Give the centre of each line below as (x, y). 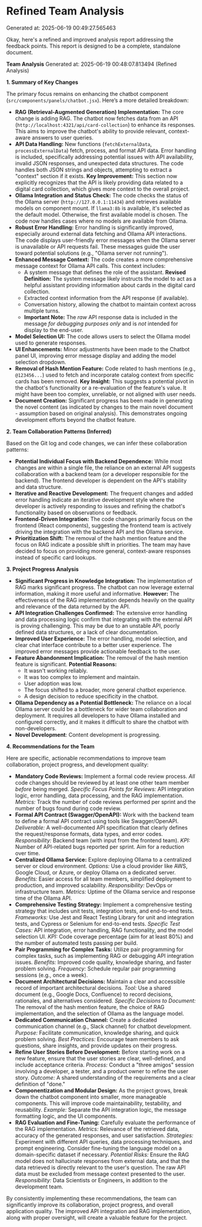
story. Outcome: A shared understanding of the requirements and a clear (105, 1077)
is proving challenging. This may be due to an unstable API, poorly (97, 625)
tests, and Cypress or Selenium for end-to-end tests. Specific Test (97, 923)
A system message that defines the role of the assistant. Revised (105, 272)
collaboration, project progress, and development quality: (77, 764)
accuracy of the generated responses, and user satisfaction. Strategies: (104, 1135)
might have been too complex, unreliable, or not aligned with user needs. (106, 394)
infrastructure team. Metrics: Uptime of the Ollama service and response (105, 891)
